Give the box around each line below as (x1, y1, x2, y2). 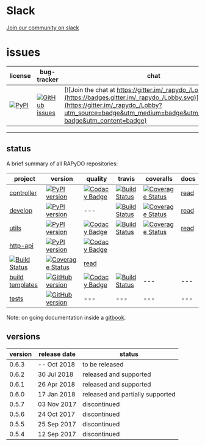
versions (6, 331, 41, 342)
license (9, 71, 32, 80)
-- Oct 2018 (37, 360, 75, 368)
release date (38, 350, 76, 358)
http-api (9, 241, 34, 250)
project (14, 174, 35, 183)
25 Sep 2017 (37, 420, 76, 428)
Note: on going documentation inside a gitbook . (6, 314, 126, 321)
